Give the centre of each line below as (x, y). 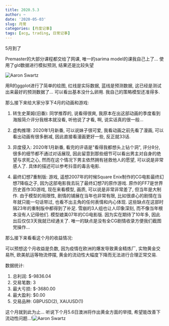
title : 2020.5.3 (22, 10)
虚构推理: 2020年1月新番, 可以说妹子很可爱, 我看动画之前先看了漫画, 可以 (88, 130)
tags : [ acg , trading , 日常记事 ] (38, 33)
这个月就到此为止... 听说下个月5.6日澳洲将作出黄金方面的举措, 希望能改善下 (83, 312)
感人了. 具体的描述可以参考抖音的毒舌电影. (57, 166)
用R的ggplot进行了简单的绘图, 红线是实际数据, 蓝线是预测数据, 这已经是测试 (83, 86)
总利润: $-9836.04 (32, 276)
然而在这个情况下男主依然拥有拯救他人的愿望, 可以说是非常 (103, 160)
